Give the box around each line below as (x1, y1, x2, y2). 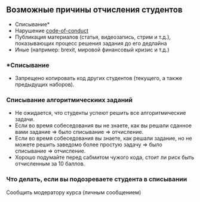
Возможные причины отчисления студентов (6, 5, 183, 15)
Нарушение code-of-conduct (14, 27, 88, 34)
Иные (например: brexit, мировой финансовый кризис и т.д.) (14, 46, 170, 53)
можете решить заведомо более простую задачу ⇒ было (14, 141, 162, 148)
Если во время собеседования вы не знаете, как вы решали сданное (14, 122, 192, 129)
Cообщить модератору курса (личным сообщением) (6, 188, 141, 196)
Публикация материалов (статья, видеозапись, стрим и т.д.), (14, 33, 171, 41)
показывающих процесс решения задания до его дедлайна (14, 39, 167, 47)
